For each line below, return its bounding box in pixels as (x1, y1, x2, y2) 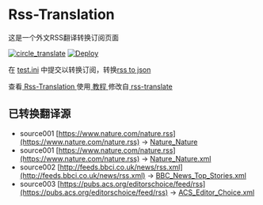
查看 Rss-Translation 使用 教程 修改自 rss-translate (8, 82, 173, 91)
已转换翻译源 (8, 107, 71, 120)
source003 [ (19, 179, 61, 188)
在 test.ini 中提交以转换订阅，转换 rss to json (8, 65, 151, 74)
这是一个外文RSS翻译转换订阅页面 (8, 32, 119, 42)
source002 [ (19, 162, 61, 172)
